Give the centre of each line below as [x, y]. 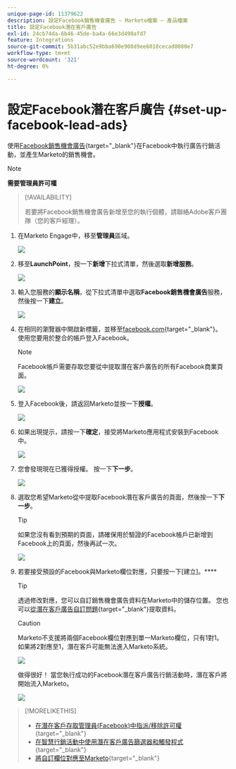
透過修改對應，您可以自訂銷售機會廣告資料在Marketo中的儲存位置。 [116, 600]
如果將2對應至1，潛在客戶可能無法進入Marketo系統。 [94, 646]
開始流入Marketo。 [45, 683]
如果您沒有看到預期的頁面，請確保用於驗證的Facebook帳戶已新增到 [115, 534]
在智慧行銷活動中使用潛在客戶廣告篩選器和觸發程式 [109, 741]
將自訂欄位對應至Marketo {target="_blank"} [97, 758]
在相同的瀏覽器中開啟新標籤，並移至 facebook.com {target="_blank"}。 [119, 329]
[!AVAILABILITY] [48, 197]
